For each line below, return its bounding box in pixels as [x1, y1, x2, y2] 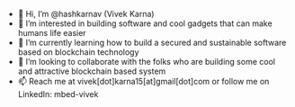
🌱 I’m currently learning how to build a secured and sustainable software [17, 37, 287, 48]
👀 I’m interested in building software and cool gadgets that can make [17, 18, 273, 29]
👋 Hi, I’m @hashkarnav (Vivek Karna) [17, 9, 155, 19]
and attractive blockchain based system [17, 66, 166, 76]
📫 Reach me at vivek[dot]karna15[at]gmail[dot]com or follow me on [17, 76, 270, 86]
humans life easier [17, 28, 87, 38]
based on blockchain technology [17, 47, 139, 58]
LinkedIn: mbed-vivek [17, 89, 99, 99]
